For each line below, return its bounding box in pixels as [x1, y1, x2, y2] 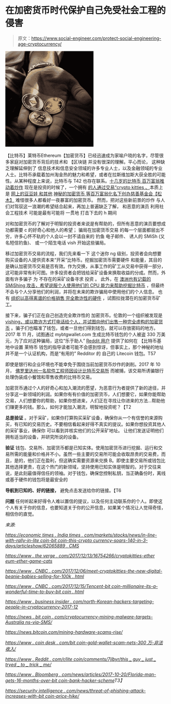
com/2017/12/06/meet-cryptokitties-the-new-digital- [51, 567, 163, 574]
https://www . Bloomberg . [5, 671, 61, 678]
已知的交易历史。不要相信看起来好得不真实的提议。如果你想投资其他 [18, 421, 161, 427]
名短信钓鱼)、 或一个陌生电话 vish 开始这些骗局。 [5, 239, 108, 246]
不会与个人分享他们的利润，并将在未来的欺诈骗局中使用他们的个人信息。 [5, 288, 157, 294]
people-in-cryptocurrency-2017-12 [5, 604, 78, 610]
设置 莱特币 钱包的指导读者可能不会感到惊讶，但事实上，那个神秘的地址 [14, 344, 164, 350]
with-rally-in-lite [5, 537, 39, 543]
